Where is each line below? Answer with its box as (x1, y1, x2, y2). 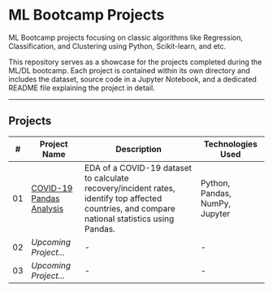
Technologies (203, 138, 258, 150)
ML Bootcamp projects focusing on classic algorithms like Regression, (8, 33, 244, 42)
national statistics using (84, 213, 175, 224)
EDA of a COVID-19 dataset (84, 162, 193, 173)
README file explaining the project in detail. (8, 83, 156, 93)
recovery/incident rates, (84, 182, 175, 194)
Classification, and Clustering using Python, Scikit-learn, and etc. (8, 41, 227, 50)
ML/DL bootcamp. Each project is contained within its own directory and (8, 65, 250, 75)
